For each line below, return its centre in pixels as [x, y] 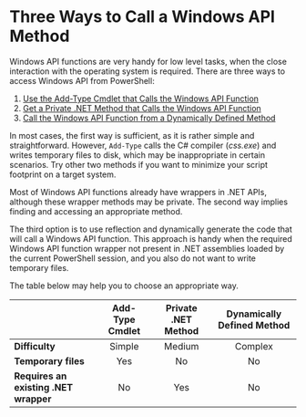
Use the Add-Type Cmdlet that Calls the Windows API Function [141, 99]
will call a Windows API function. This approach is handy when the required [151, 238]
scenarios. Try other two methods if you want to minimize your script [139, 164]
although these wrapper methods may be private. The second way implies [149, 202]
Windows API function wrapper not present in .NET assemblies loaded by [147, 248]
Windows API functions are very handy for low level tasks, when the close [148, 61]
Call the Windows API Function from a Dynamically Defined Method [149, 118]
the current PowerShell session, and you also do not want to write [133, 258]
